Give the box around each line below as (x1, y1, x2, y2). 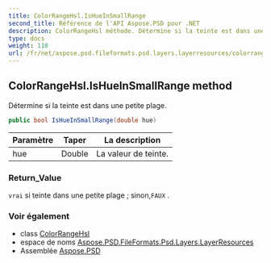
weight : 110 (8, 42, 48, 50)
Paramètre (12, 134, 54, 145)
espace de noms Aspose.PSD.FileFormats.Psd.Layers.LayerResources (19, 237, 254, 247)
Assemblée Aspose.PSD (19, 246, 101, 256)
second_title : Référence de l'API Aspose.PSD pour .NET (8, 19, 200, 27)
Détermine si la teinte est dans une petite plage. (8, 100, 167, 110)
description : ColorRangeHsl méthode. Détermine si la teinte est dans (8, 27, 251, 35)
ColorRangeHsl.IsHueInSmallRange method (8, 79, 232, 93)
